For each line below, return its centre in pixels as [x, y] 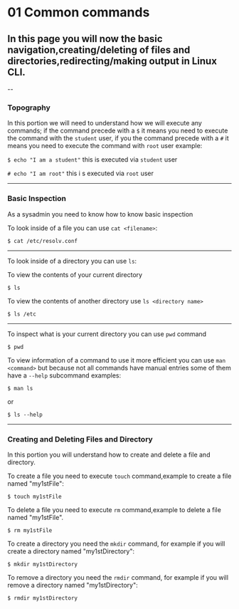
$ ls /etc [22, 314]
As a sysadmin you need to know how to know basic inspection [100, 214]
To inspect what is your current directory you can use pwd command [107, 334]
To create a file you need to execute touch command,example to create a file [119, 476]
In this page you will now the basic [85, 39]
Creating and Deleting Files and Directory [80, 439]
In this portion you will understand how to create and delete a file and [109, 454]
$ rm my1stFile [30, 530]
